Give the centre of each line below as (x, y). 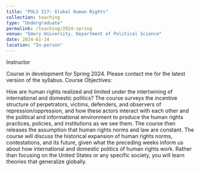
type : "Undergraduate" (34, 23)
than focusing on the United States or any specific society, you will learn (95, 155)
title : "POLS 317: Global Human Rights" (57, 12)
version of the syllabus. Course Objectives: (59, 80)
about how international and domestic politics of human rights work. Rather (99, 149)
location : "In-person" (34, 45)
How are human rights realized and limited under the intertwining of (90, 91)
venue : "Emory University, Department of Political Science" (84, 34)
